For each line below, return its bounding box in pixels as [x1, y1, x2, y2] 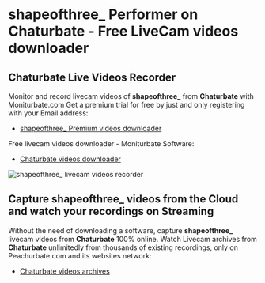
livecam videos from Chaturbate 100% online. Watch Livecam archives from [8, 234, 257, 243]
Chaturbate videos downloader [19, 154, 121, 164]
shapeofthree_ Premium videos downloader [19, 124, 162, 133]
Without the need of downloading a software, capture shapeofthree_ [8, 225, 233, 235]
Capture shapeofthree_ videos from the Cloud [8, 192, 239, 206]
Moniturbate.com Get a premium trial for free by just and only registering [8, 100, 245, 109]
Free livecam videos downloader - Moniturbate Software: [8, 139, 195, 148]
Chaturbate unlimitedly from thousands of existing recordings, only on [8, 243, 239, 252]
